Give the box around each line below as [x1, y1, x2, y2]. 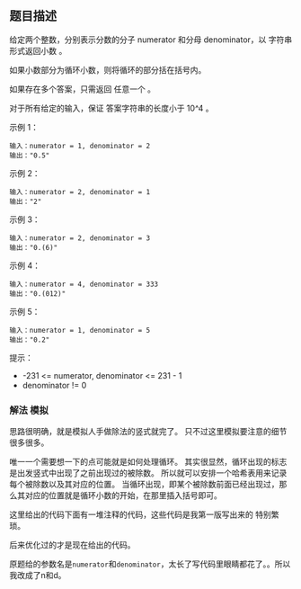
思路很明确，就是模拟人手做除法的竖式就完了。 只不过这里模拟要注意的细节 [9, 426, 288, 437]
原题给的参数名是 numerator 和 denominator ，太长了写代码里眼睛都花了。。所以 [9, 558, 291, 569]
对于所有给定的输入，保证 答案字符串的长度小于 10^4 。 [9, 103, 214, 113]
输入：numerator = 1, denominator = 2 [9, 141, 151, 150]
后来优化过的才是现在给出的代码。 [9, 540, 136, 550]
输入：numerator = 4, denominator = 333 [9, 280, 159, 289]
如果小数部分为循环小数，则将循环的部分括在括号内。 [9, 64, 207, 75]
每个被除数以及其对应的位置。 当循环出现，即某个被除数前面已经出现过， [9, 479, 279, 490]
